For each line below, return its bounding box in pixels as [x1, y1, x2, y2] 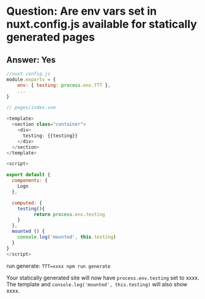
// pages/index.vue [6, 105, 56, 111]
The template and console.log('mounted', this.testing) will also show [6, 280, 188, 288]
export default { [6, 172, 51, 178]
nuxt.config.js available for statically [6, 17, 197, 31]
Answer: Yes [6, 54, 56, 65]
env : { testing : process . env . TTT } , [17, 82, 111, 88]
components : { [12, 177, 48, 184]
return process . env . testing [33, 211, 105, 218]
